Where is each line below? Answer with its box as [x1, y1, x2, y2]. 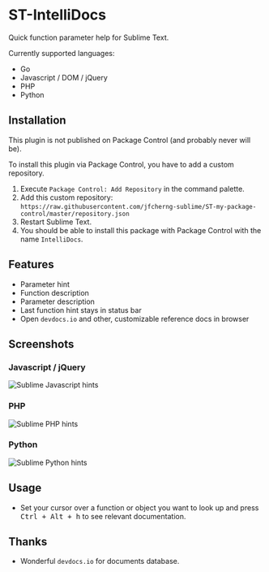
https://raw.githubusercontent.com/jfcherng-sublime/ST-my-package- [19, 202, 257, 210]
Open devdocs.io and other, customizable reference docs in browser [19, 314, 250, 323]
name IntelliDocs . [19, 234, 83, 244]
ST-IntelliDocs [8, 6, 107, 24]
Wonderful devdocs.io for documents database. [19, 557, 180, 566]
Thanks [8, 535, 48, 549]
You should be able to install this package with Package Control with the [19, 225, 262, 235]
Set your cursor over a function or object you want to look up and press [19, 502, 259, 513]
